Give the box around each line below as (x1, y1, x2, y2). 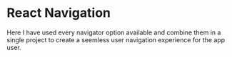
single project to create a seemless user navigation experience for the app (6, 35, 226, 44)
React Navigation (6, 5, 111, 21)
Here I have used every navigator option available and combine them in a (6, 28, 221, 37)
